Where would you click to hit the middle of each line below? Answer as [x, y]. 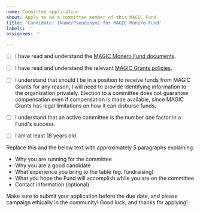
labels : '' [20, 28]
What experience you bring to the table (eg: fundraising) [84, 172]
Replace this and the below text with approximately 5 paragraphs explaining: [100, 148]
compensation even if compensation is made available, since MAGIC [99, 100]
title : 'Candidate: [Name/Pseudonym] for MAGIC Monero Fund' [84, 23]
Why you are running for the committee [63, 159]
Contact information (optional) [52, 185]
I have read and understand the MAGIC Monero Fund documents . [96, 56]
